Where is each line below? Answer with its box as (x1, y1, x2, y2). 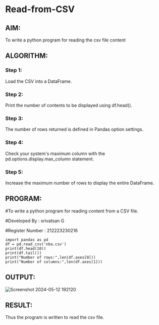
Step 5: (5, 168, 24, 175)
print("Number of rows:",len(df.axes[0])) (5, 255, 96, 260)
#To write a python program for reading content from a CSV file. (5, 208, 139, 214)
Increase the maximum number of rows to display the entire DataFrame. (5, 180, 154, 186)
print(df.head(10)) (5, 246, 46, 251)
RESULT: (5, 301, 33, 309)
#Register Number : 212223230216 (5, 227, 78, 233)
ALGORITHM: (5, 51, 48, 60)
